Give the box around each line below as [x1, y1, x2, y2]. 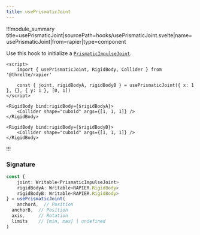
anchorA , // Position [17, 201, 74, 207]
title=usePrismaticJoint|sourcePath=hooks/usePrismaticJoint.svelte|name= [6, 31, 193, 39]
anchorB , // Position [11, 207, 68, 213]
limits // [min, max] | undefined [11, 218, 106, 224]
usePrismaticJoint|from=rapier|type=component [6, 38, 126, 45]
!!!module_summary [6, 25, 55, 32]
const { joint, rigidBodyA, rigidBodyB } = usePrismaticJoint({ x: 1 [17, 82, 195, 88]
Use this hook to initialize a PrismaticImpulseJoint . [6, 49, 132, 57]
